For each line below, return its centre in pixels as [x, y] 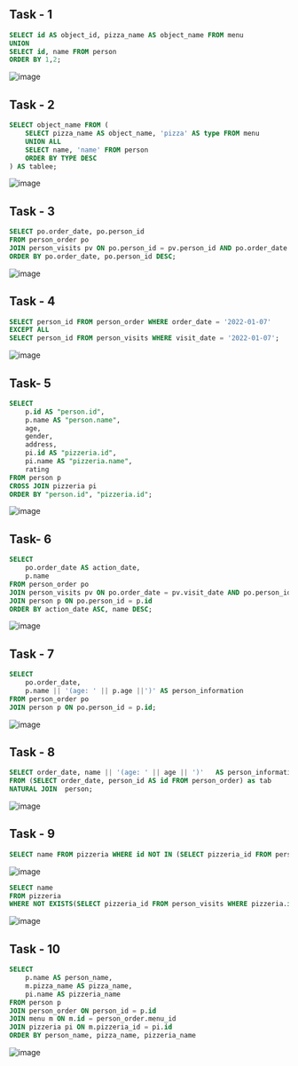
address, [41, 445]
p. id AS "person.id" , [65, 412]
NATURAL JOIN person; [51, 789]
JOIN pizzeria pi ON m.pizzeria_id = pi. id [91, 1027]
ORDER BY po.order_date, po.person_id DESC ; [93, 257]
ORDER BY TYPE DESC [61, 158]
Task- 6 [30, 539]
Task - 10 [35, 949]
